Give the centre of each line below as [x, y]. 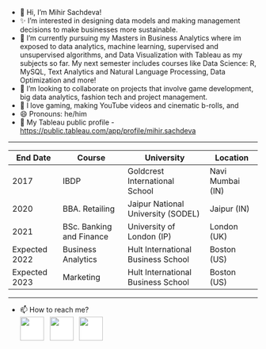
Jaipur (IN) [230, 209]
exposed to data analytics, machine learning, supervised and [119, 46]
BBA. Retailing [89, 209]
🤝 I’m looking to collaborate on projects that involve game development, [137, 88]
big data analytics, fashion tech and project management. [114, 97]
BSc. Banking [87, 226]
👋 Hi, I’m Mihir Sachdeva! [61, 12]
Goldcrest [146, 171]
